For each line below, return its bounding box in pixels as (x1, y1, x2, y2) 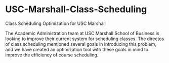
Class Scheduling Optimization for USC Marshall (5, 20, 106, 26)
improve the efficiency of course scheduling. (5, 52, 99, 58)
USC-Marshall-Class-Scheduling (5, 4, 147, 15)
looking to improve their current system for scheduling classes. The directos (5, 36, 164, 42)
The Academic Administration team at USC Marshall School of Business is (5, 30, 159, 36)
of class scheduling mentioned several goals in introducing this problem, (5, 41, 157, 47)
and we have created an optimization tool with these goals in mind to (5, 46, 148, 52)
